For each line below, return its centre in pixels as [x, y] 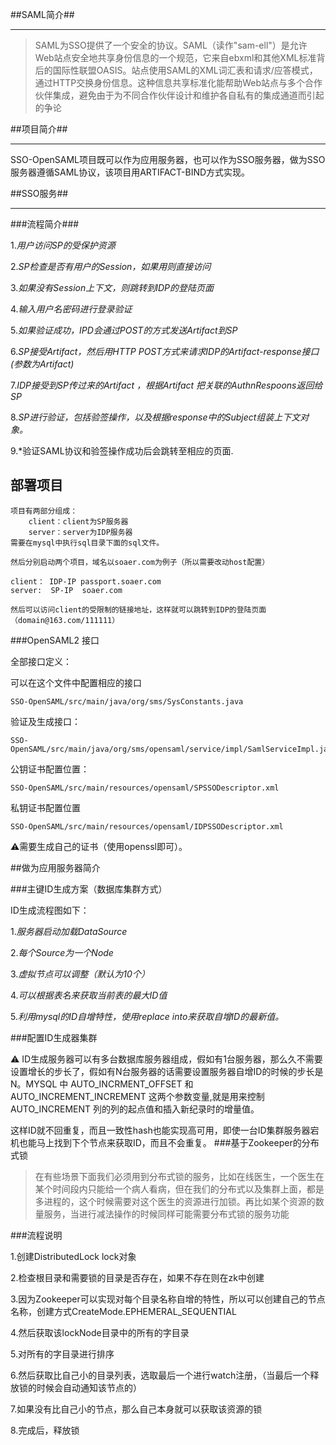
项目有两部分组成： [44, 511]
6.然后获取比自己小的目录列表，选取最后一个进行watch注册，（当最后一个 [160, 1375]
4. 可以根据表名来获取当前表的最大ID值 [89, 995]
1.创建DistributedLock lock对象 [73, 1256]
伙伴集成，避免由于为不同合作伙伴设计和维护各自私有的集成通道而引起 [179, 95]
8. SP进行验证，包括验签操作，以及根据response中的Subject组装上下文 [155, 417]
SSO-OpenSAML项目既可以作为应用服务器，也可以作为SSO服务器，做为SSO [168, 159]
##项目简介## [39, 129]
